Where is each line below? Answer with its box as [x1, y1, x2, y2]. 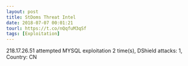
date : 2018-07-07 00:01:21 [6, 20, 73, 26]
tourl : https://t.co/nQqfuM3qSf [6, 25, 87, 32]
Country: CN [6, 54, 37, 61]
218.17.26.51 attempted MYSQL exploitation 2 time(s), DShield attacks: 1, [6, 47, 183, 54]
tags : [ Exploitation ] [6, 31, 60, 37]
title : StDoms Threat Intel [6, 14, 76, 20]
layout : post [6, 8, 39, 15]
